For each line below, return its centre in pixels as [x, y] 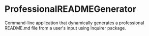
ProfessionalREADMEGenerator [70, 9]
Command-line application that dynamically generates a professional [74, 23]
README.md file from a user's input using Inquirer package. [65, 28]
